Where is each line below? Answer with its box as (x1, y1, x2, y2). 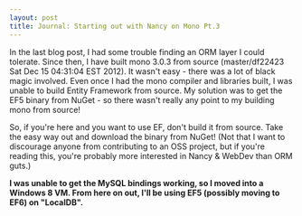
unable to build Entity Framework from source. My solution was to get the (9, 85, 283, 96)
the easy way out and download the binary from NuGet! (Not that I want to (9, 131, 286, 142)
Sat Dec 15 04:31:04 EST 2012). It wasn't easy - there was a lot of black (9, 65, 276, 77)
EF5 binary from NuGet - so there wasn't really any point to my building (9, 94, 275, 105)
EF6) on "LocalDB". (9, 196, 84, 208)
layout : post (9, 13, 59, 23)
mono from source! (9, 104, 81, 115)
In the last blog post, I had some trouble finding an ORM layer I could (9, 46, 265, 57)
